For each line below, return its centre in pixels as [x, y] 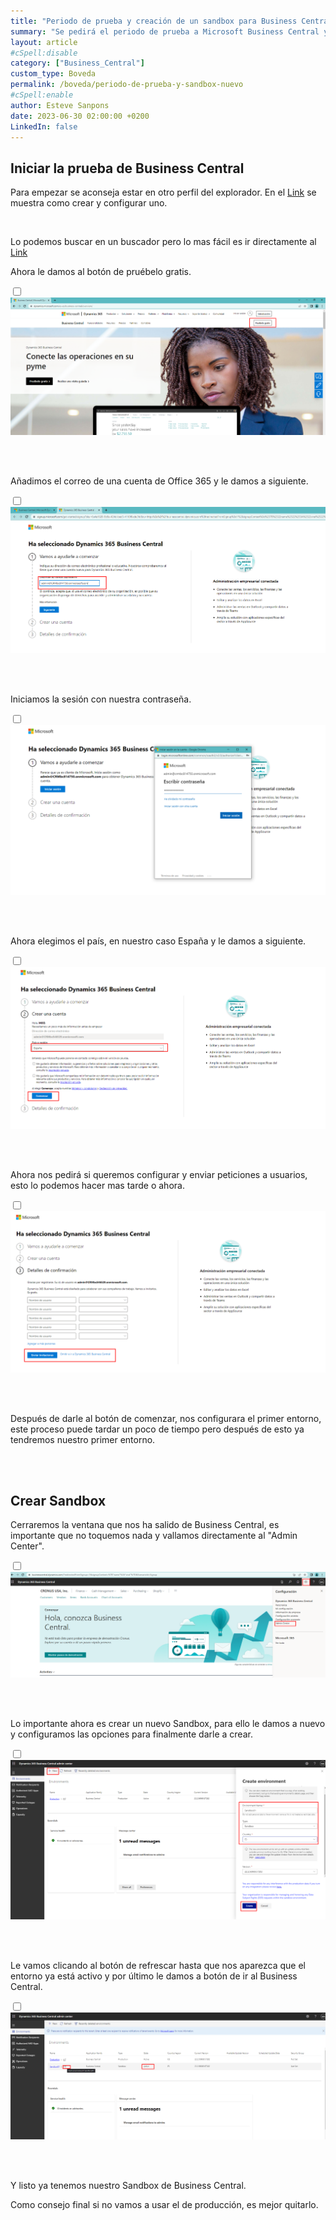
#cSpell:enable [42, 95]
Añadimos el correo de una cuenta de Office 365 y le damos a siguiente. [159, 481]
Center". [27, 1546]
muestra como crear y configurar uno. [89, 203]
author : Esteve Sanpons [60, 105]
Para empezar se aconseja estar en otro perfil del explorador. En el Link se [163, 192]
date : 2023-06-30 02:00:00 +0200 [80, 116]
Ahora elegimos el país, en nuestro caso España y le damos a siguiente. [158, 941]
